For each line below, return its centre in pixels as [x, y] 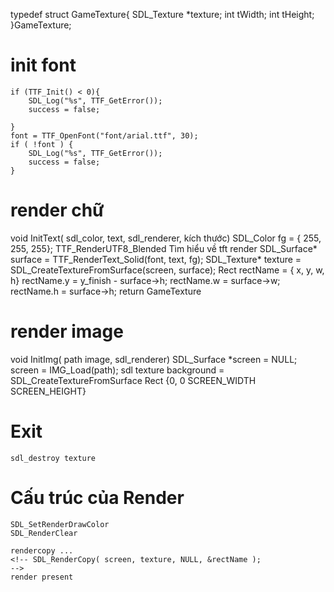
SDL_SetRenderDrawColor [60, 524]
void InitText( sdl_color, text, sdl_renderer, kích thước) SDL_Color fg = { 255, [166, 238]
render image [67, 331]
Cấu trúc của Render [97, 497]
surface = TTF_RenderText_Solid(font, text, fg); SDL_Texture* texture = [156, 259]
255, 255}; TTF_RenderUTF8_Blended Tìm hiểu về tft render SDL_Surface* [164, 248]
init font [43, 65]
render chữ [57, 210]
